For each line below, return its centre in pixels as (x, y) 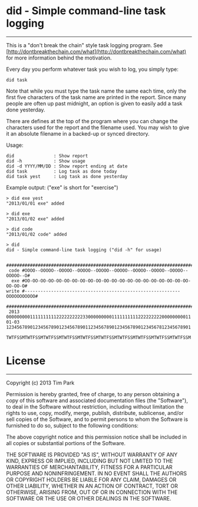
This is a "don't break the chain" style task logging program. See (85, 45)
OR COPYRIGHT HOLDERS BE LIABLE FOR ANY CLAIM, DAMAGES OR (91, 479)
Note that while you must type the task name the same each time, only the (96, 91)
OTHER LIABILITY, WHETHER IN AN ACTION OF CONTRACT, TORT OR (92, 486)
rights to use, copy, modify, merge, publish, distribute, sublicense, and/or (95, 413)
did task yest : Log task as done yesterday (67, 176)
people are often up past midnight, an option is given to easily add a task (94, 103)
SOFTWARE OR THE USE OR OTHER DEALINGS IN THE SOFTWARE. (89, 498)
